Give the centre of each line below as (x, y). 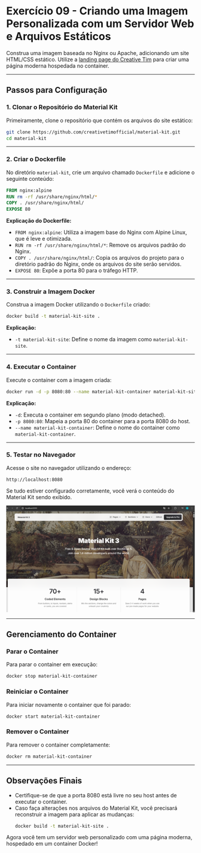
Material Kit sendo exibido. (39, 497)
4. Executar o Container (41, 367)
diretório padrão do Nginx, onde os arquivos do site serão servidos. (98, 264)
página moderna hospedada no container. (58, 66)
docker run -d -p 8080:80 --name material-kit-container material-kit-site (103, 391)
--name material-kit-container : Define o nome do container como (98, 427)
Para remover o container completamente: (58, 745)
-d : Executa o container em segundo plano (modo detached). (90, 415)
